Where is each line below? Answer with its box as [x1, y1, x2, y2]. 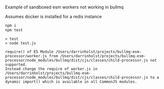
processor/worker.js [5, 53, 48, 58]
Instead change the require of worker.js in [5, 66, 98, 71]
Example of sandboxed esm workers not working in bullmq [5, 4, 124, 10]
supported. [5, 62, 27, 67]
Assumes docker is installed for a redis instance [5, 14, 102, 19]
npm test [5, 27, 23, 32]
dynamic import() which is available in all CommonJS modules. [5, 79, 137, 84]
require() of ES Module [5, 49, 54, 54]
